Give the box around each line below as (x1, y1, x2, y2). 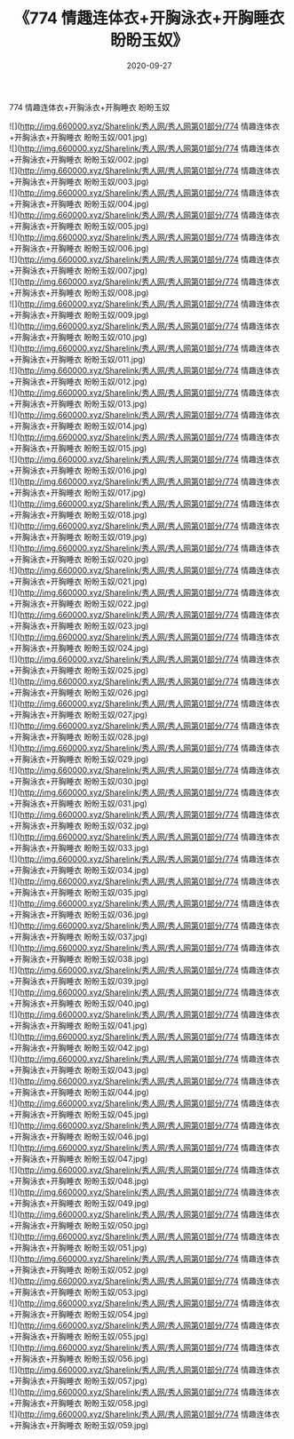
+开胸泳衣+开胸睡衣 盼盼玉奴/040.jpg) (9, 998, 149, 1008)
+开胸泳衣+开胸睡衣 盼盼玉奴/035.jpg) (9, 886, 149, 897)
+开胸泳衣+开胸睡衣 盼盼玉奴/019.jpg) (9, 531, 148, 542)
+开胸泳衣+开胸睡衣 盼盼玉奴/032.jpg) (9, 820, 149, 831)
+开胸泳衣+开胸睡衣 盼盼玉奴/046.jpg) (9, 1131, 149, 1141)
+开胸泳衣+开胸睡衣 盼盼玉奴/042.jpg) (9, 1042, 149, 1053)
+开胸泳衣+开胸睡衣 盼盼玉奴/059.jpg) (9, 1419, 149, 1430)
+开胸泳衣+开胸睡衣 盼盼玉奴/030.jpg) (9, 775, 149, 786)
